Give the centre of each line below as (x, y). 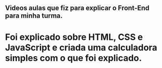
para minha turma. (34, 16)
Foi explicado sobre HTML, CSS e (74, 37)
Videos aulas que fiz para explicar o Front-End (77, 8)
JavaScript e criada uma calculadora (81, 48)
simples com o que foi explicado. (74, 58)
